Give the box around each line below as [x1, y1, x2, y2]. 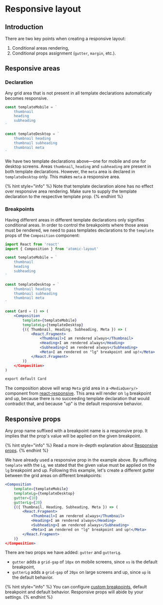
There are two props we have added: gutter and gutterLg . [5, 550, 122, 555]
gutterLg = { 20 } [14, 500, 42, 505]
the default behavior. [12, 574, 54, 580]
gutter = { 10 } [14, 495, 38, 500]
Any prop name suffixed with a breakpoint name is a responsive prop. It [5, 428, 148, 434]
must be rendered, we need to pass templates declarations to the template [5, 227, 154, 233]
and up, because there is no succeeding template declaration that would [5, 396, 150, 402]
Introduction [5, 23, 44, 31]
